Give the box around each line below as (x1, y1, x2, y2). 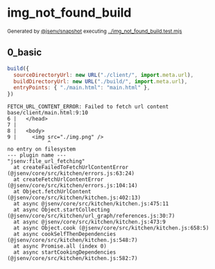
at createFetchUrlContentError (13, 176, 104, 183)
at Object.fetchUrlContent (13, 189, 92, 196)
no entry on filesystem (7, 146, 76, 153)
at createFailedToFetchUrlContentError (13, 164, 129, 171)
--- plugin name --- (7, 152, 67, 159)
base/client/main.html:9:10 (7, 110, 89, 116)
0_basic (7, 46, 42, 58)
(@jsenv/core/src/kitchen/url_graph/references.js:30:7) (7, 213, 175, 220)
